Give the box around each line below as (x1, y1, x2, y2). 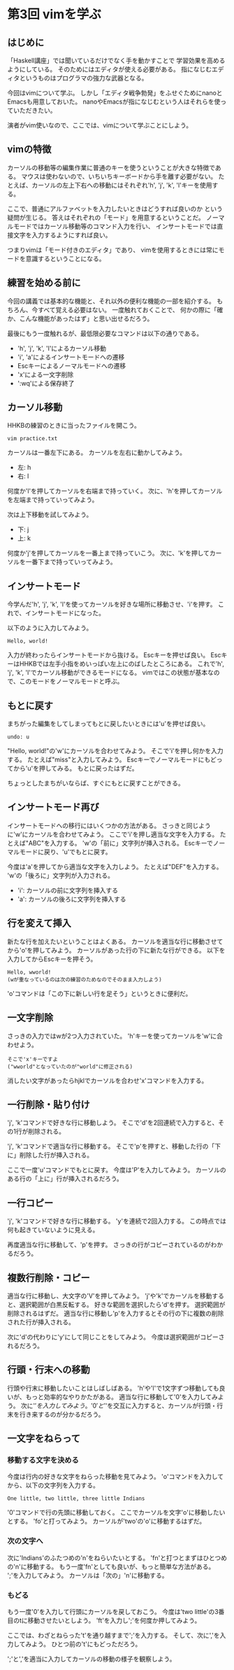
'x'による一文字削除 (17, 370, 74, 379)
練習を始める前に (7, 277, 81, 289)
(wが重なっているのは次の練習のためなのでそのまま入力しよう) (7, 976, 162, 983)
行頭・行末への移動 (7, 1364, 90, 1376)
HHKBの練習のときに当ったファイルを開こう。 (7, 421, 141, 430)
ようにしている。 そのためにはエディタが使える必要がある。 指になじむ (7, 65, 212, 73)
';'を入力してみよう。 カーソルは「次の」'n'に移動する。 (7, 1571, 168, 1579)
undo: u (7, 734, 30, 741)
